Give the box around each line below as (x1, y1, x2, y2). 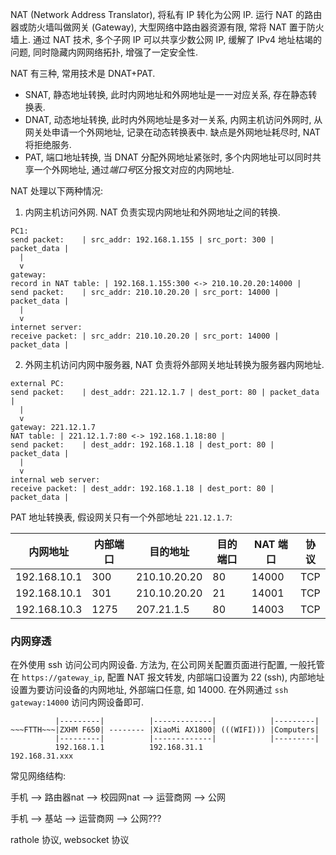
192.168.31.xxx (10, 751, 74, 762)
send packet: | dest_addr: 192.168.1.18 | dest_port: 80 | (10, 440, 275, 450)
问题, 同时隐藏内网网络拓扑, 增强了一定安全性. (10, 46, 198, 58)
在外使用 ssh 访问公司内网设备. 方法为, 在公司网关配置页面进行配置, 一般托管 (10, 659, 325, 671)
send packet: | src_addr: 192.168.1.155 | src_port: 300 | (10, 235, 275, 245)
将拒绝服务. (24, 139, 72, 150)
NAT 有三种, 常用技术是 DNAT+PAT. (10, 68, 156, 79)
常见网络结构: (10, 770, 67, 782)
